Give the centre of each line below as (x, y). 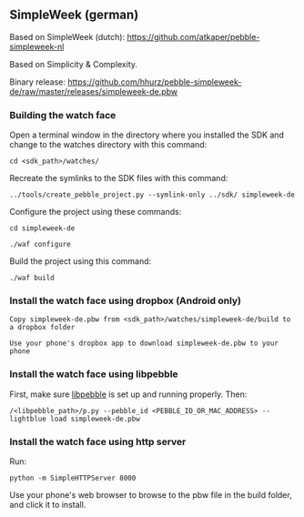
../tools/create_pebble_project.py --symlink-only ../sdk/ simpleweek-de (152, 195)
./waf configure (40, 245)
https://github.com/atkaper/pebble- (193, 36)
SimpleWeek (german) (74, 15)
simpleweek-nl (37, 46)
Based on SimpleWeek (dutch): (67, 36)
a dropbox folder (42, 328)
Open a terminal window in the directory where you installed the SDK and (147, 135)
